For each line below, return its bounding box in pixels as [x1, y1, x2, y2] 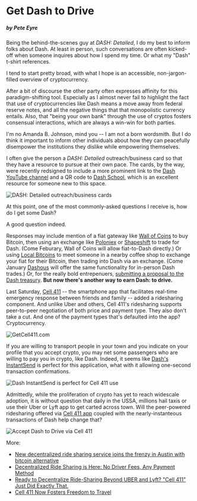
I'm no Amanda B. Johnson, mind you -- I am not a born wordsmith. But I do [6, 131, 191, 138]
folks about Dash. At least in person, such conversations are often [6, 46, 167, 53]
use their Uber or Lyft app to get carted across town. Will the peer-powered [6, 404, 191, 411]
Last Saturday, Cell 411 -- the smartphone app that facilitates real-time [6, 288, 178, 295]
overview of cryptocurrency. [20, 76, 89, 83]
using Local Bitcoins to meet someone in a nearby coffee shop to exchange [6, 251, 190, 259]
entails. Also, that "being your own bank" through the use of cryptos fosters [6, 113, 192, 120]
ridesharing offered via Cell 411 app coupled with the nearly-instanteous [6, 410, 182, 417]
